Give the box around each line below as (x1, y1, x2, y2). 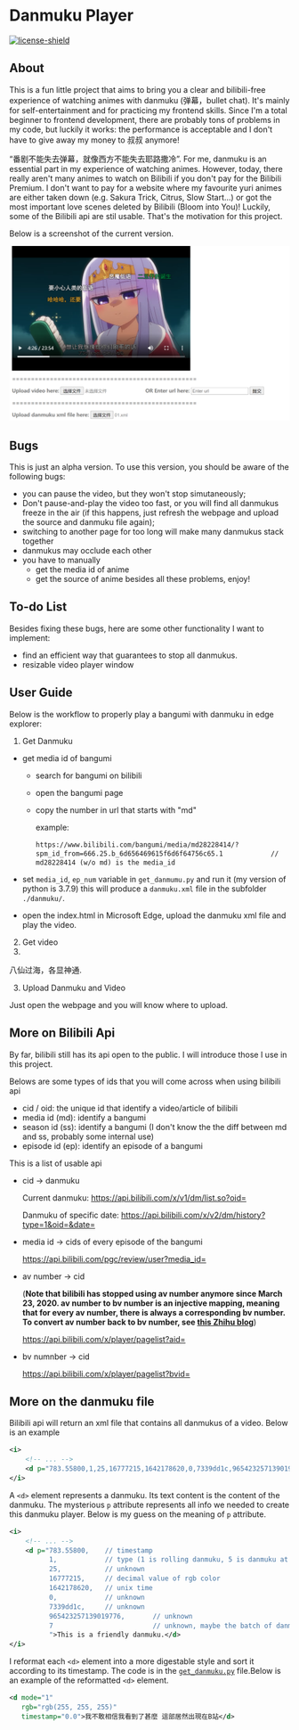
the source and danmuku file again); (21, 517, 156, 528)
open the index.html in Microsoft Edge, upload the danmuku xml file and (21, 910, 287, 921)
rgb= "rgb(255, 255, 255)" (20, 1703, 117, 1712)
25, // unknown (48, 1565, 145, 1574)
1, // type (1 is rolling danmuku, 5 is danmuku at (48, 1555, 289, 1564)
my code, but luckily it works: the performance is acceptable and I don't (9, 124, 273, 135)
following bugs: (9, 471, 66, 482)
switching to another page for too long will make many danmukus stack (21, 527, 285, 537)
